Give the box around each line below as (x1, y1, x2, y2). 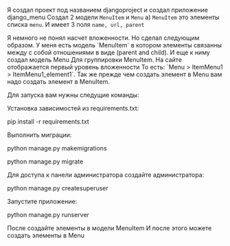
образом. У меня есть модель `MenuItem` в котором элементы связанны (7, 41, 222, 49)
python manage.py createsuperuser (7, 184, 108, 192)
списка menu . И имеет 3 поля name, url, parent (7, 21, 145, 28)
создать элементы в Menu (7, 232, 84, 239)
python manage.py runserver (7, 211, 89, 219)
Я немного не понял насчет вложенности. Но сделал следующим (7, 34, 200, 42)
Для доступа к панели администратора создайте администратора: (7, 171, 205, 179)
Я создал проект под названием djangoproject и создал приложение (7, 6, 208, 14)
